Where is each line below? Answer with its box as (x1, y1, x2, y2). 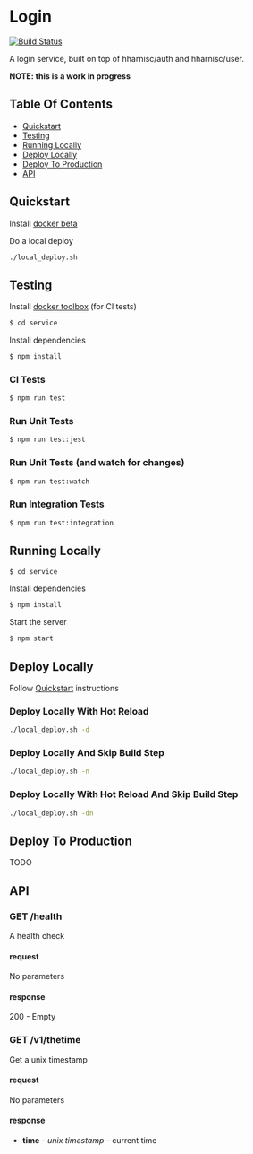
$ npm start (9, 634, 54, 643)
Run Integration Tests (9, 498, 105, 510)
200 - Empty (9, 1011, 56, 1022)
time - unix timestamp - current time (21, 1135, 157, 1146)
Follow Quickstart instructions (9, 682, 119, 693)
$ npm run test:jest (9, 435, 87, 445)
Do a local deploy (9, 235, 74, 246)
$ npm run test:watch (9, 477, 90, 486)
